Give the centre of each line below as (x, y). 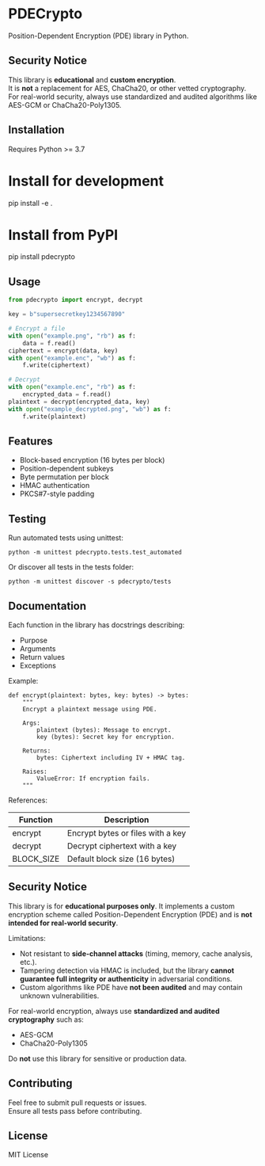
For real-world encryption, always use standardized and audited (114, 1011)
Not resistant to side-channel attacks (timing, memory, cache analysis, (136, 953)
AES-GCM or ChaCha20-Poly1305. (65, 105)
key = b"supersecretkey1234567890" (67, 314)
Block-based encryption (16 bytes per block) (92, 460)
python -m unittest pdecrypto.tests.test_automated (95, 553)
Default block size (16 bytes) (121, 859)
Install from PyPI (63, 235)
